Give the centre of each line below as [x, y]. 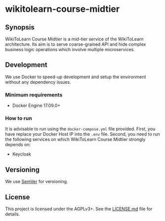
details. [13, 214]
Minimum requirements [34, 95]
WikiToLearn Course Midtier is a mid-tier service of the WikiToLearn [75, 39]
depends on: [18, 145]
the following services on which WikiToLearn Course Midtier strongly [75, 139]
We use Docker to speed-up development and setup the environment [76, 77]
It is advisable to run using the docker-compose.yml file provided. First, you [80, 129]
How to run [19, 118]
